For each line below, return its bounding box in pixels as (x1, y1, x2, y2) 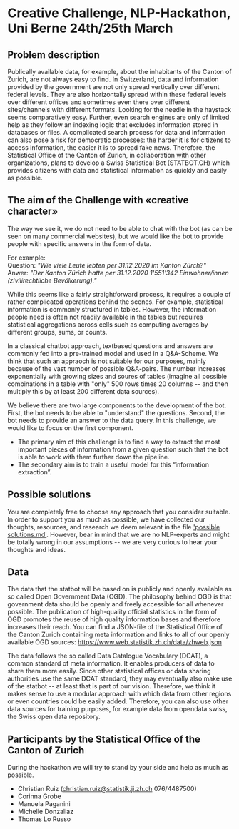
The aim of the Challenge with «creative (7, 194, 189, 206)
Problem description (7, 49, 100, 61)
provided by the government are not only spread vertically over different (7, 83, 220, 91)
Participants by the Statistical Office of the (7, 733, 201, 745)
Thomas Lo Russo (17, 815, 71, 823)
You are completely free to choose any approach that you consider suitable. (7, 507, 230, 516)
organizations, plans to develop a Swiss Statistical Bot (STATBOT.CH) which (7, 158, 230, 167)
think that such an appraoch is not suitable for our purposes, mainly (7, 357, 207, 365)
